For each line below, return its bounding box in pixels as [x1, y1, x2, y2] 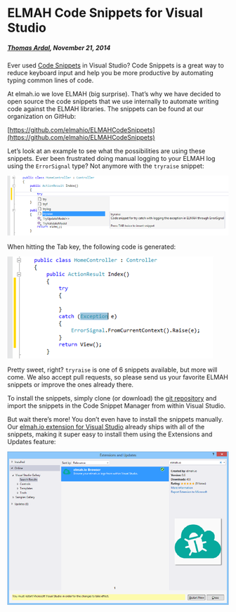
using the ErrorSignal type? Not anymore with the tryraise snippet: [7, 162, 204, 170]
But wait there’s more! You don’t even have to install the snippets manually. [7, 415, 223, 424]
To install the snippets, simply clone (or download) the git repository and [7, 394, 217, 403]
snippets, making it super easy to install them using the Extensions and [7, 430, 213, 438]
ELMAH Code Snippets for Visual [7, 5, 204, 21]
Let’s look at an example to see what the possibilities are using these [7, 147, 206, 155]
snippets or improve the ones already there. [7, 381, 134, 389]
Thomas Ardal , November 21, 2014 [7, 44, 111, 52]
